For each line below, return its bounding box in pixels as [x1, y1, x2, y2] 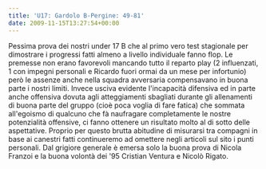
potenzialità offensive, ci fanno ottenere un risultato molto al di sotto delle [8, 117, 250, 127]
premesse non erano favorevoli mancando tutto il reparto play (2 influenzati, [8, 57, 259, 68]
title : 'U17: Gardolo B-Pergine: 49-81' [8, 11, 145, 20]
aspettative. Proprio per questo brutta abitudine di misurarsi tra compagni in [8, 125, 258, 136]
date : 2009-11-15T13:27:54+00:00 [8, 19, 120, 27]
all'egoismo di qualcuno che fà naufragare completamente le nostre [8, 108, 232, 118]
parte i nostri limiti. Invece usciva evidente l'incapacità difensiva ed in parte [8, 83, 256, 92]
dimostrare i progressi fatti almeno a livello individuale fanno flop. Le [8, 49, 233, 59]
